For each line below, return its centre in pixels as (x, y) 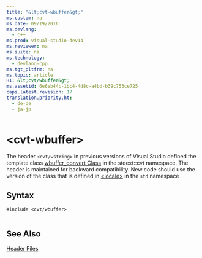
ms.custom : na (24, 18)
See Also (24, 234)
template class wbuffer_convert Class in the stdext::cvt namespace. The (97, 163)
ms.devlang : (21, 29)
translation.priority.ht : (39, 98)
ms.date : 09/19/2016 (33, 23)
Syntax (20, 195)
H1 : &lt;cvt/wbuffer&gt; (38, 80)
